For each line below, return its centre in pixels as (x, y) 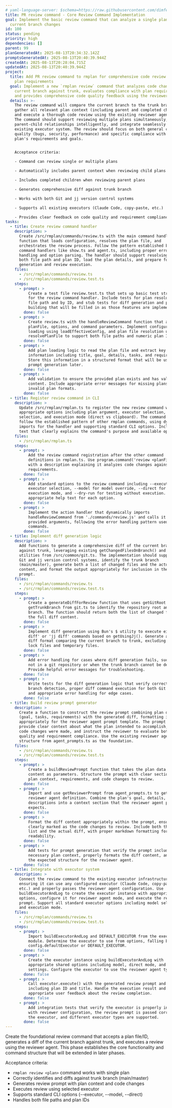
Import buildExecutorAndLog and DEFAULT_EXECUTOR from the (92, 936)
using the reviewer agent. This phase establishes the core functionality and (84, 1048)
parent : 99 (17, 48)
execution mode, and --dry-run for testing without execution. (97, 493)
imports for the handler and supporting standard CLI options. (88, 427)
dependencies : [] (24, 44)
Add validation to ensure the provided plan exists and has (93, 379)
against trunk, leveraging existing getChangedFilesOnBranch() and (92, 550)
